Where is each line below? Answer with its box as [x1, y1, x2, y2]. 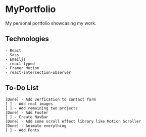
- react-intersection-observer [5, 70, 71, 75]
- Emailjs [5, 57, 26, 62]
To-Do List [5, 84, 39, 92]
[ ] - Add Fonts [5, 127, 39, 132]
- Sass [5, 52, 19, 57]
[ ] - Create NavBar [5, 114, 49, 119]
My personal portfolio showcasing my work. [5, 20, 96, 26]
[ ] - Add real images [5, 101, 53, 106]
